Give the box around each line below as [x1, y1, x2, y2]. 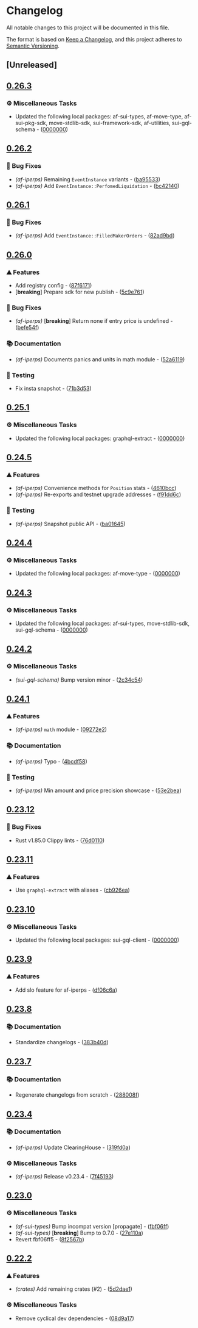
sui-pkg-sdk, [15, 120, 47, 127]
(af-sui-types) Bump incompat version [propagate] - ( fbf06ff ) [15, 1222, 169, 1230]
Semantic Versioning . [6, 42, 60, 49]
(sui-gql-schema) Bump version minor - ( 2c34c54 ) [15, 676, 143, 684]
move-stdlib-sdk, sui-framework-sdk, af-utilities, [48, 120, 171, 127]
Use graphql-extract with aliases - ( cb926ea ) [15, 886, 131, 894]
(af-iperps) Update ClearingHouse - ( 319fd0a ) [15, 1144, 131, 1151]
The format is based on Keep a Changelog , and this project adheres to [6, 35, 182, 43]
